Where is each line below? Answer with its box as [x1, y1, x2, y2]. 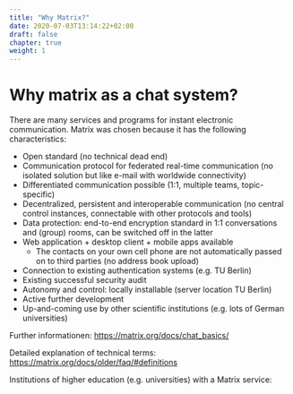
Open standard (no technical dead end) [22, 151, 168, 162]
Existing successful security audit [22, 275, 147, 286]
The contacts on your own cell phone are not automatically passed [35, 246, 282, 257]
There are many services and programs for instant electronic [9, 115, 234, 125]
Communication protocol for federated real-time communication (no [22, 160, 273, 171]
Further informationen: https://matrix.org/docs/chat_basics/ [9, 330, 229, 341]
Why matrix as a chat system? [9, 85, 239, 106]
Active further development [22, 294, 125, 304]
